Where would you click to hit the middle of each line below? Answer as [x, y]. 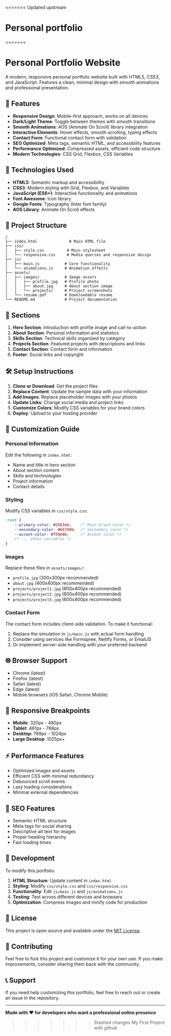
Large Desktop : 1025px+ [39, 739]
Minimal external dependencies [46, 792]
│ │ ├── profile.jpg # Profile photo [52, 282]
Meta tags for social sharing [42, 826]
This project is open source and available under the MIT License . [73, 930]
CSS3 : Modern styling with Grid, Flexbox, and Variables [71, 188]
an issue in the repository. [32, 998]
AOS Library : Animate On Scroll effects [54, 209]
